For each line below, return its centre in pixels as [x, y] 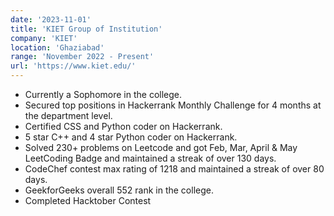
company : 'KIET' [44, 38]
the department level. [68, 115]
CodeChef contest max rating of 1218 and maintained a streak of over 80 [174, 169]
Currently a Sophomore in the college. [103, 94]
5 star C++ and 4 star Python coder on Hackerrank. [131, 137]
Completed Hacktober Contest [88, 200]
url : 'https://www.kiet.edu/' [73, 66]
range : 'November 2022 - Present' [82, 57]
